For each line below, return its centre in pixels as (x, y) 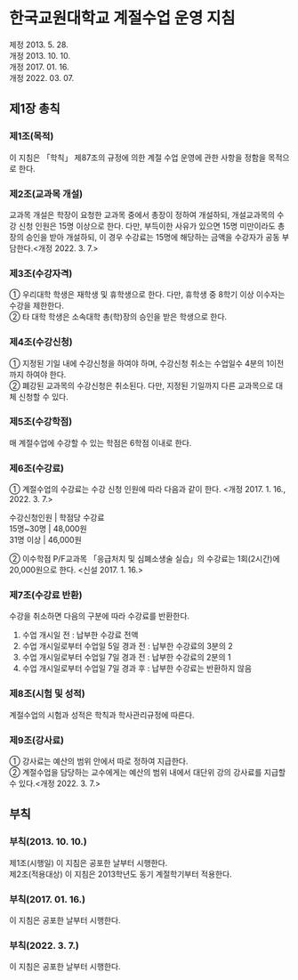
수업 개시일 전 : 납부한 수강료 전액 (80, 635)
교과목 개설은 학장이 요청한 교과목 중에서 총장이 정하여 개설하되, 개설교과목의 (142, 215)
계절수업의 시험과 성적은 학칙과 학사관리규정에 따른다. (102, 715)
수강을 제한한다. (37, 306)
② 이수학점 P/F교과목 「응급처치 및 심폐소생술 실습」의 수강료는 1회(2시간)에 (145, 559)
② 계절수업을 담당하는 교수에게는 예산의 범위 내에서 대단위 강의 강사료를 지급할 (148, 772)
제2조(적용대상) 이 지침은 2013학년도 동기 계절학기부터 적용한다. (121, 874)
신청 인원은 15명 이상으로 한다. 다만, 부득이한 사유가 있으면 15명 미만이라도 (147, 226)
